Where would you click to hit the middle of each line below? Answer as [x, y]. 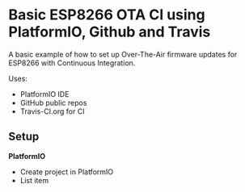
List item [34, 180]
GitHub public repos [53, 102]
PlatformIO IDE [44, 94]
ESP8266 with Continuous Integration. [72, 63]
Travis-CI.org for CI [52, 111]
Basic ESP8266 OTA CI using [107, 15]
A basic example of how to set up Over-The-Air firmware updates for [123, 54]
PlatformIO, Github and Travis [110, 32]
